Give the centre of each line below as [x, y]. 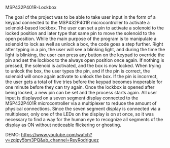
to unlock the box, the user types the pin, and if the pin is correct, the [78, 71]
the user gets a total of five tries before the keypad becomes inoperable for [84, 82]
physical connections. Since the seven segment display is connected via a [83, 109]
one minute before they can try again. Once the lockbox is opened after [80, 87]
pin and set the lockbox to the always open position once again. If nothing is [85, 60]
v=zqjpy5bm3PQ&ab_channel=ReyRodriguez [52, 140]
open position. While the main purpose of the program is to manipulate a [81, 39]
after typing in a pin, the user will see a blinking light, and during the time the [85, 49]
